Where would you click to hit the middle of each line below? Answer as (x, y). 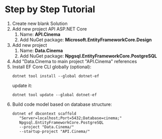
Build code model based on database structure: (62, 104)
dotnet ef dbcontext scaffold (44, 114)
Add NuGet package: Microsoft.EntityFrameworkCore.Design (86, 40)
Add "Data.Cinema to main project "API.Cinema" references (74, 61)
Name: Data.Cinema (41, 50)
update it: (22, 86)
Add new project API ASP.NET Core (49, 29)
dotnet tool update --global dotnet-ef (55, 95)
